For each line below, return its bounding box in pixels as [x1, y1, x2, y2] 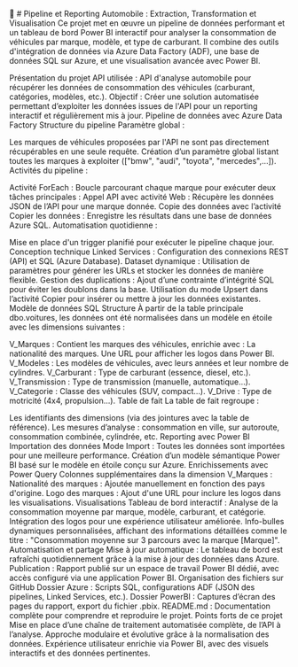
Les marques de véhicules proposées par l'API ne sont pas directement [9, 137, 270, 147]
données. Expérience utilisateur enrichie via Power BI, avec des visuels [9, 639, 269, 648]
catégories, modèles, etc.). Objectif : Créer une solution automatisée [9, 91, 260, 102]
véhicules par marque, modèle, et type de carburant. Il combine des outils [9, 36, 279, 47]
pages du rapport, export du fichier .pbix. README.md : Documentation [9, 601, 271, 611]
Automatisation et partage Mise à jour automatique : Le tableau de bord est [9, 545, 284, 555]
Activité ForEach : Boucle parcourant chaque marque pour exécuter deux [9, 182, 277, 192]
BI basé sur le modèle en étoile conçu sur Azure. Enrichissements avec [9, 460, 269, 469]
